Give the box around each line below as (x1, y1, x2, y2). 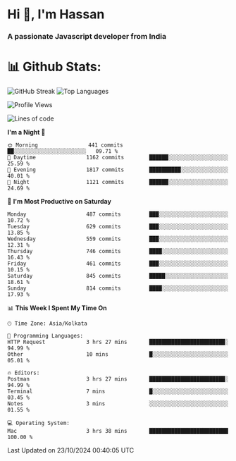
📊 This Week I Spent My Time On (7, 304, 107, 312)
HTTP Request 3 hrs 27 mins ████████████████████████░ (7, 338, 229, 346)
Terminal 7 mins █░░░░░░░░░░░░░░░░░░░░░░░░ (7, 388, 229, 395)
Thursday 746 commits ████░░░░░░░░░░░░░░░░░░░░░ (7, 248, 229, 255)
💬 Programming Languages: (7, 333, 83, 340)
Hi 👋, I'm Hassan (7, 6, 105, 23)
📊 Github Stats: (7, 59, 101, 75)
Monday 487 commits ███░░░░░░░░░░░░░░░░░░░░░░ (7, 211, 229, 218)
